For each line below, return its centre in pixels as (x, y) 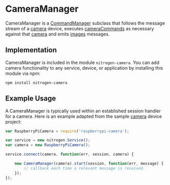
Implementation (31, 50)
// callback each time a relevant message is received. (84, 168)
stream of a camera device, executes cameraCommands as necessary (80, 28)
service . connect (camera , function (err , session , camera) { (70, 154)
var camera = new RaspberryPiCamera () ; (48, 145)
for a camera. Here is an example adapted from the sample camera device (84, 116)
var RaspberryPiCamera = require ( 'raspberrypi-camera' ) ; (67, 131)
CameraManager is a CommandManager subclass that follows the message (85, 23)
